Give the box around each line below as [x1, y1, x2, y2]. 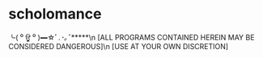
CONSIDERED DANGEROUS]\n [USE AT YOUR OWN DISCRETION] [8, 41, 229, 51]
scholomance [8, 5, 102, 23]
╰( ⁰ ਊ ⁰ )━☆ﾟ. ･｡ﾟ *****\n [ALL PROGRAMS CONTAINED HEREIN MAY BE [8, 32, 255, 42]
